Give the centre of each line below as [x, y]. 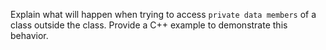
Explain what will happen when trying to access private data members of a [163, 14]
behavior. [29, 35]
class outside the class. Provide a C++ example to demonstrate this [149, 25]
